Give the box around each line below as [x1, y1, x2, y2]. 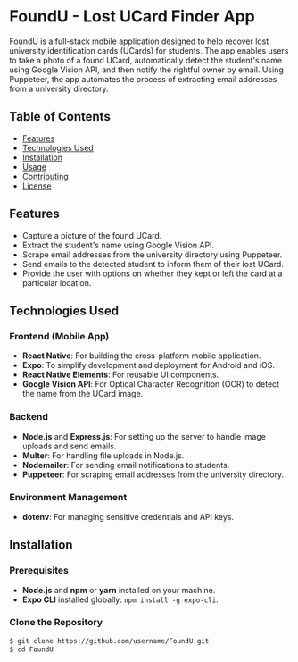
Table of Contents [9, 109, 112, 124]
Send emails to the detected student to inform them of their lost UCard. [21, 258, 284, 269]
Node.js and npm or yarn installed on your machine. [21, 584, 216, 595]
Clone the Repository [9, 616, 103, 629]
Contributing [21, 171, 69, 181]
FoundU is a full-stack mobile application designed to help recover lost [9, 36, 269, 46]
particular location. [21, 277, 92, 288]
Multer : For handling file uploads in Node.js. [21, 449, 185, 461]
